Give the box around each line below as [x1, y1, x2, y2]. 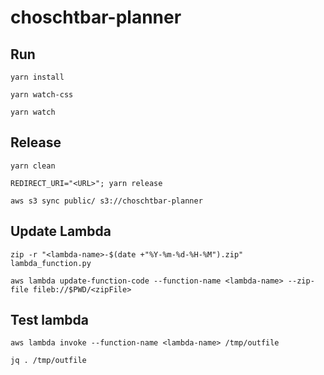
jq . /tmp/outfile [10, 356, 87, 366]
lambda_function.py [10, 258, 92, 268]
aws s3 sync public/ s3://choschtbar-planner [10, 196, 203, 206]
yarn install [10, 72, 65, 82]
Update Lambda [10, 223, 112, 240]
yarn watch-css [10, 90, 74, 100]
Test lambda [10, 312, 90, 329]
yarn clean [10, 161, 56, 171]
